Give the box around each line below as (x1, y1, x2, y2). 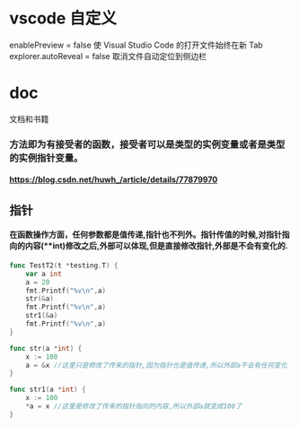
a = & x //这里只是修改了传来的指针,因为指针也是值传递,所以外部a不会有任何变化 (25, 361, 288, 370)
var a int (25, 269, 63, 278)
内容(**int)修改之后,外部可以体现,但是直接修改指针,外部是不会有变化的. (24, 240, 289, 251)
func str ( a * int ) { (9, 344, 83, 353)
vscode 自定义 (9, 8, 118, 29)
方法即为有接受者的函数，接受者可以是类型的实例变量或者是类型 (9, 138, 286, 151)
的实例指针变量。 (9, 152, 84, 164)
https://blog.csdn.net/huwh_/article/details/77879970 (9, 174, 218, 185)
